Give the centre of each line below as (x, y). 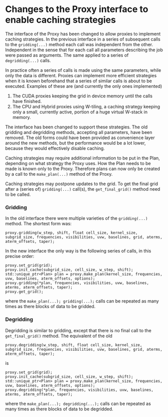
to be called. (18, 194)
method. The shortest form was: (38, 224)
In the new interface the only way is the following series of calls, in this (78, 251)
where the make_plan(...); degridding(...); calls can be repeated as (78, 403)
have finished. (27, 101)
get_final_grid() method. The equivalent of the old (59, 336)
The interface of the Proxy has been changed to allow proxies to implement (83, 34)
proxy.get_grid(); (24, 292)
